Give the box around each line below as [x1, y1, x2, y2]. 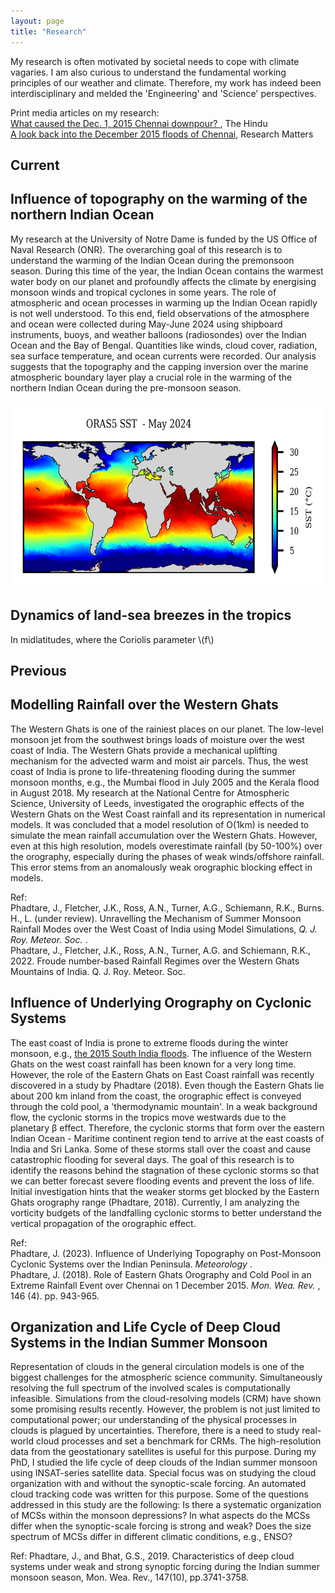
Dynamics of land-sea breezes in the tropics [10, 607, 292, 624]
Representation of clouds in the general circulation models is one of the [10, 1361, 305, 1373]
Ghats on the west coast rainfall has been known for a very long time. [10, 1058, 297, 1070]
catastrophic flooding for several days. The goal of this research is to [10, 1153, 295, 1165]
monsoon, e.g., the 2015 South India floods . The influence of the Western [10, 1047, 312, 1059]
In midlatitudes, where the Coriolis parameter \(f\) [10, 633, 215, 645]
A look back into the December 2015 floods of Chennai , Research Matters [10, 128, 314, 140]
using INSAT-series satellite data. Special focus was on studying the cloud [10, 1467, 317, 1479]
